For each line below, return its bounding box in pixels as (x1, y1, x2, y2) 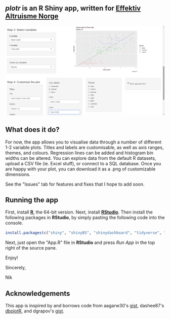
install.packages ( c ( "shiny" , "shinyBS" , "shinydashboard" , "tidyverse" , (5, 230, 162, 235)
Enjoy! (5, 255, 19, 261)
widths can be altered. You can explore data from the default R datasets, (5, 155, 156, 161)
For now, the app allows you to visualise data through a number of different (5, 139, 162, 145)
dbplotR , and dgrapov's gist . (5, 308, 65, 314)
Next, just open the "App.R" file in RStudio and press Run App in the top (5, 239, 155, 245)
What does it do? (5, 125, 60, 134)
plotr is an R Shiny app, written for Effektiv (5, 4, 141, 13)
